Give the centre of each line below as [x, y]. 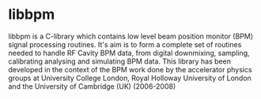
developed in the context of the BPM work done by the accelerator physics [130, 69]
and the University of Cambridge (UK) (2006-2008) [92, 86]
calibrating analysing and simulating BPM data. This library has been [120, 61]
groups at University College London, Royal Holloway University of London [130, 78]
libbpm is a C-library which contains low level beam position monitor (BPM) [131, 36]
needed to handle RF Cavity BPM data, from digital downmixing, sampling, [129, 53]
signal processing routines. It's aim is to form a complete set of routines [125, 44]
